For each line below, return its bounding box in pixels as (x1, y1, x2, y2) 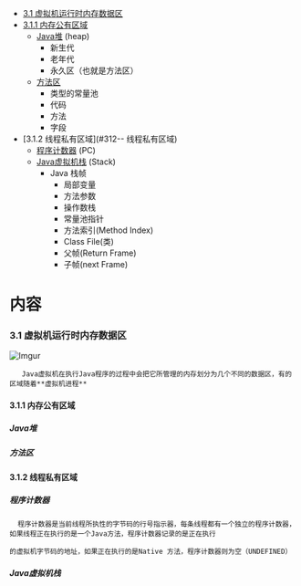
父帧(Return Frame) (63, 247, 137, 258)
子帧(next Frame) (63, 259, 129, 269)
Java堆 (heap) (36, 31, 90, 41)
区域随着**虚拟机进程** (9, 380, 88, 389)
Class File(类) (63, 236, 114, 246)
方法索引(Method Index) (63, 225, 154, 235)
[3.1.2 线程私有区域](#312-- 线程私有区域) (22, 133, 178, 144)
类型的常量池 (49, 88, 99, 99)
